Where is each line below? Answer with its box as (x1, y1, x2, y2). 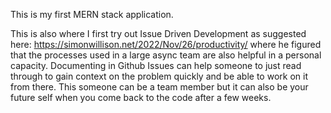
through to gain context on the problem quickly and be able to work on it (10, 70, 308, 82)
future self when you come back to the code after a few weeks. (10, 92, 272, 103)
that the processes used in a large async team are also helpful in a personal (10, 49, 322, 61)
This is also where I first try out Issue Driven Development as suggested (10, 28, 307, 39)
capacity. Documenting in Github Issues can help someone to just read (10, 60, 302, 71)
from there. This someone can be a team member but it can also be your (10, 81, 309, 93)
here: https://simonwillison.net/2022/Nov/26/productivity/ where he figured (10, 39, 322, 50)
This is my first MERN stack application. (10, 9, 174, 20)
